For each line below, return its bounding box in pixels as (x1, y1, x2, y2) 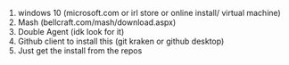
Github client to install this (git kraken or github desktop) (17, 36, 225, 46)
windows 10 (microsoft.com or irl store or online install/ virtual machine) (17, 8, 281, 18)
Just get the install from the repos (17, 45, 143, 56)
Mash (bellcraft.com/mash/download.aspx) (17, 17, 177, 28)
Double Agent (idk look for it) (17, 27, 125, 37)
